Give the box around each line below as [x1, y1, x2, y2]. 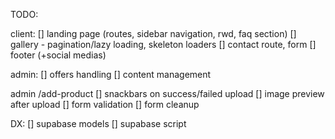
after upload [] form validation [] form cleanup [10, 99, 200, 110]
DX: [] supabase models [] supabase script [10, 118, 187, 129]
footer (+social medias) [10, 49, 107, 61]
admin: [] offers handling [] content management [10, 69, 212, 80]
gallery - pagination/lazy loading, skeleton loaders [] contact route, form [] [10, 39, 317, 50]
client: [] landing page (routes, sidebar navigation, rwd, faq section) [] [10, 28, 297, 39]
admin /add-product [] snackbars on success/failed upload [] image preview [10, 88, 325, 99]
